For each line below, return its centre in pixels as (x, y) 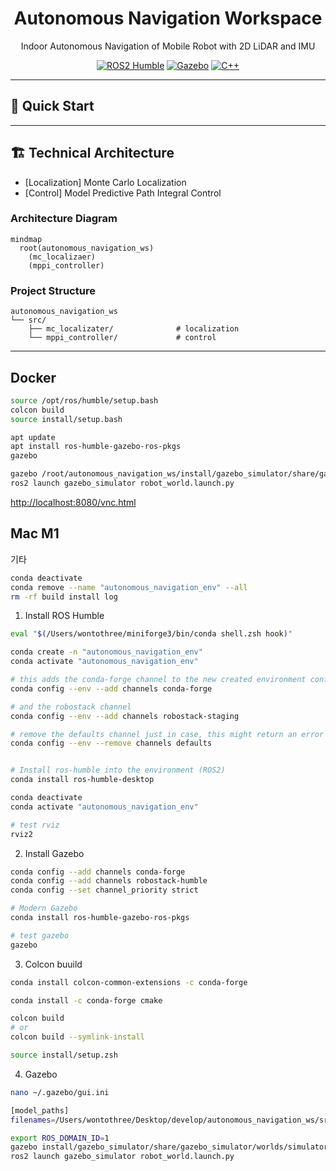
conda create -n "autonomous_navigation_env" (106, 652)
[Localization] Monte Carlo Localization (105, 182)
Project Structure (53, 290)
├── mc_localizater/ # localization (134, 329)
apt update (33, 437)
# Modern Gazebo (44, 908)
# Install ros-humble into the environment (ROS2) (118, 770)
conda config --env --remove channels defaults (111, 743)
